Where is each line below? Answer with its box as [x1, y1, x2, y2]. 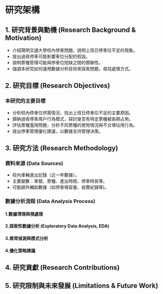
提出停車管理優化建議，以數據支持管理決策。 [12, 128, 103, 134]
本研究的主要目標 [5, 98, 46, 104]
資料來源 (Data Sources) [5, 160, 64, 166]
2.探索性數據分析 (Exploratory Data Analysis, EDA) [5, 223, 110, 229]
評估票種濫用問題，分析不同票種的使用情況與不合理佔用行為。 [12, 122, 138, 128]
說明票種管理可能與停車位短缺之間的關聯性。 [12, 60, 103, 65]
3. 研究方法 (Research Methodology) [5, 144, 118, 153]
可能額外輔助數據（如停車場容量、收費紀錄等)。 [12, 184, 109, 190]
